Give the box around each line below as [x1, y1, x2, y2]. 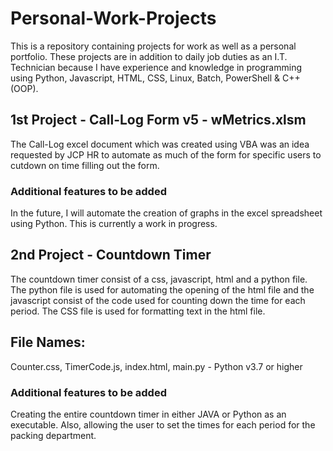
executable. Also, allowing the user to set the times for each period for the [10, 418, 316, 431]
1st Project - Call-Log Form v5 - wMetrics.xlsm [10, 112, 307, 129]
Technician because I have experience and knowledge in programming [10, 61, 302, 73]
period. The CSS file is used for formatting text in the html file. [10, 305, 266, 317]
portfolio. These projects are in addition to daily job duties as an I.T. [10, 50, 288, 62]
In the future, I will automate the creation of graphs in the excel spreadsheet [10, 207, 323, 219]
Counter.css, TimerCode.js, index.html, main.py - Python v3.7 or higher [10, 360, 303, 372]
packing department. [10, 429, 97, 441]
